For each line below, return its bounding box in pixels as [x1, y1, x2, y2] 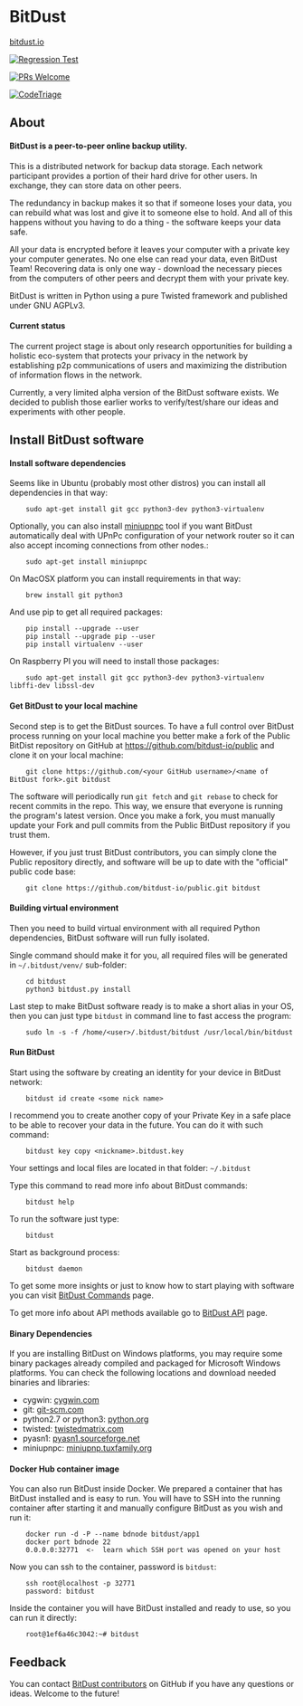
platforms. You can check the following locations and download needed [9, 1368, 277, 1378]
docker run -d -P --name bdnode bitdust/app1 [25, 1530, 201, 1539]
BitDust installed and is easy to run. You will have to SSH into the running [9, 1493, 280, 1504]
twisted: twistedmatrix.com [22, 1424, 125, 1434]
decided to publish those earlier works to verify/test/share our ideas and [9, 396, 279, 407]
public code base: [9, 866, 77, 877]
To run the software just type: [9, 1213, 119, 1224]
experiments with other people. [9, 405, 127, 417]
